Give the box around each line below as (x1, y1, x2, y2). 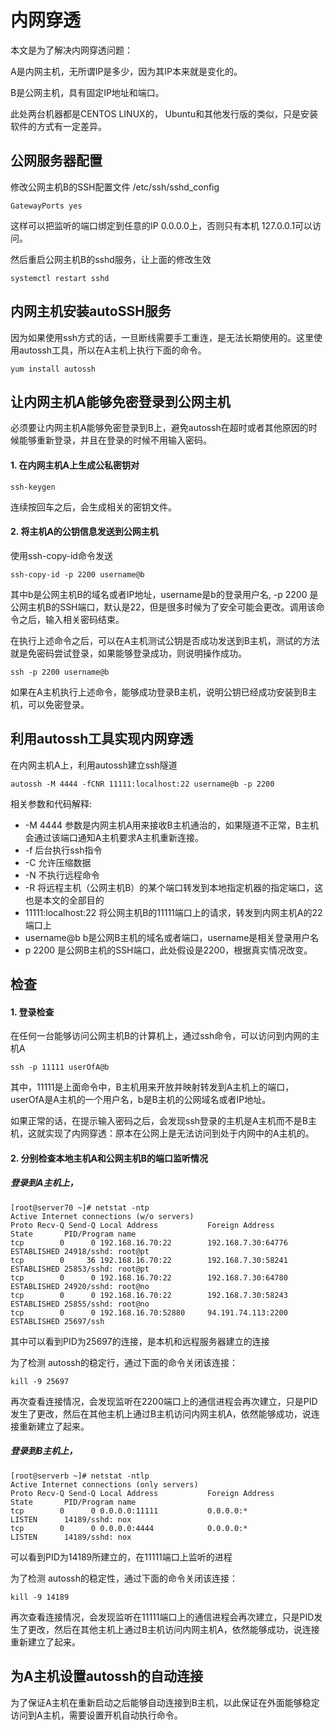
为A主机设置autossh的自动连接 (10, 1668, 203, 1685)
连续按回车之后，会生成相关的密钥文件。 (10, 501, 177, 513)
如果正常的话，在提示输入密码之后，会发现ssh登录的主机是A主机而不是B (10, 1115, 308, 1127)
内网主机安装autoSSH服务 (10, 303, 172, 320)
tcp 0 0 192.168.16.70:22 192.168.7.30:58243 (10, 1290, 288, 1300)
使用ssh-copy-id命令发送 (10, 549, 113, 561)
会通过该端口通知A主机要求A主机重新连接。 (24, 831, 205, 843)
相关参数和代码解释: (10, 797, 93, 810)
